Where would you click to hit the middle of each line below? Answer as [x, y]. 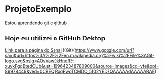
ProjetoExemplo [38, 9]
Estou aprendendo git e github [36, 23]
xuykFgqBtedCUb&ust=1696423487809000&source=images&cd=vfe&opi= [82, 66]
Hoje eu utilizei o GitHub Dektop [55, 38]
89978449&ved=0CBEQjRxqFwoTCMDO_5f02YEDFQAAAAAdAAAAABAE [80, 71]
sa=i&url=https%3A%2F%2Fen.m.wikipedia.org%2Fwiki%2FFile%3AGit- [80, 55]
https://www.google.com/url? [105, 50]
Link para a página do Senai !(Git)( [40, 50]
